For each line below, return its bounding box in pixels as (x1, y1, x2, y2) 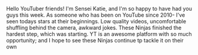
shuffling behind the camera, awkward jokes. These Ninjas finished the (6, 24, 182, 31)
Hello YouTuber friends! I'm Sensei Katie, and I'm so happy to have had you (6, 5, 193, 12)
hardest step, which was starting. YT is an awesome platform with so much (6, 30, 192, 38)
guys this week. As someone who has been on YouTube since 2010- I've (6, 11, 185, 19)
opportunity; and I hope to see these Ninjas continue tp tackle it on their (6, 37, 184, 44)
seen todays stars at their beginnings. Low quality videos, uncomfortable (6, 18, 187, 25)
